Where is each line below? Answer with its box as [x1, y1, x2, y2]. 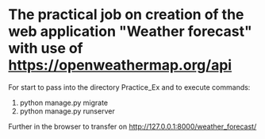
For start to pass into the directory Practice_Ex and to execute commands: [8, 82, 251, 92]
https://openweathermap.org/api [8, 56, 232, 75]
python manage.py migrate [19, 98, 109, 107]
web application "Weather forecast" [8, 22, 252, 41]
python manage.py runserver [19, 106, 115, 116]
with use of [8, 40, 83, 57]
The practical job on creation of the [8, 6, 244, 24]
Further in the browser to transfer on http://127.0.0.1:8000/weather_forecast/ [8, 122, 257, 131]
